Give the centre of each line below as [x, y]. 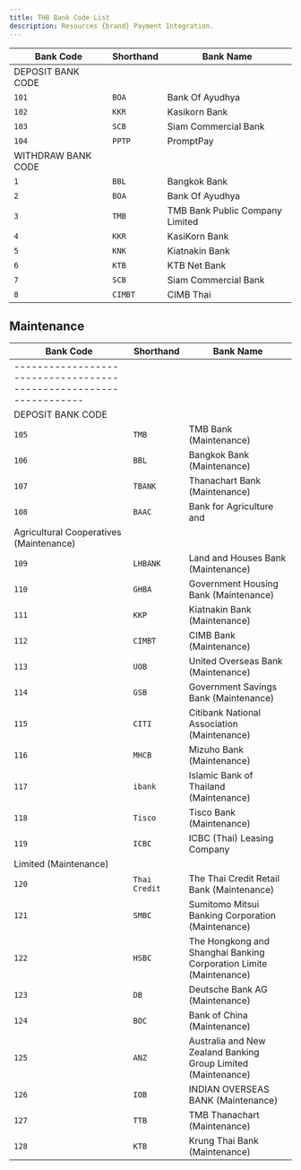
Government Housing [234, 584]
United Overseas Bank [236, 662]
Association [214, 724]
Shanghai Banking [227, 953]
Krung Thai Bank [224, 1141]
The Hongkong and [229, 941]
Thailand [207, 787]
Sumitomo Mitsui [224, 905]
